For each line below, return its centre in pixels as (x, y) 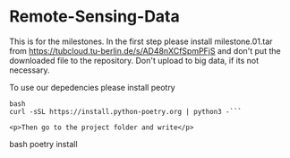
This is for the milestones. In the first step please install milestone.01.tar (141, 41)
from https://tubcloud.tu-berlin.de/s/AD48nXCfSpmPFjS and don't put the (145, 50)
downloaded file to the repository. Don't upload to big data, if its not (134, 60)
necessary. (30, 70)
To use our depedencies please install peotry (93, 87)
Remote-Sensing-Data (95, 17)
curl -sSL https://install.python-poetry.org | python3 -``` (126, 111)
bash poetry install (43, 144)
